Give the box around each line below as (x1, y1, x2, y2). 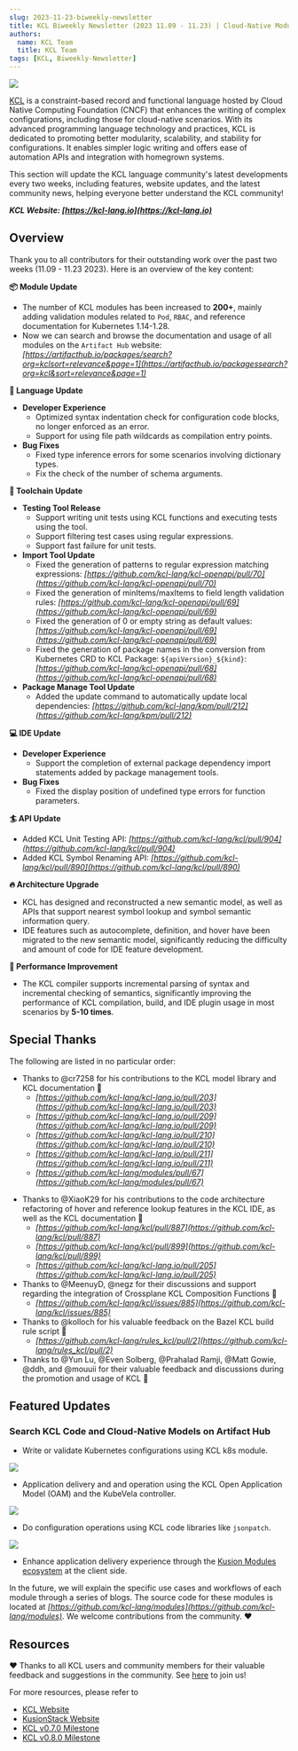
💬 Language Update (9, 385, 83, 396)
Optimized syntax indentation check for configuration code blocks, (35, 412, 279, 422)
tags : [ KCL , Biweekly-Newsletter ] (9, 54, 137, 63)
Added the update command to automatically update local (35, 691, 247, 702)
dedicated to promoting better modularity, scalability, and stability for (9, 133, 262, 143)
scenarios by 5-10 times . (21, 1006, 114, 1017)
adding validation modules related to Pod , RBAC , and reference (21, 311, 246, 322)
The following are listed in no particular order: (9, 1056, 176, 1066)
